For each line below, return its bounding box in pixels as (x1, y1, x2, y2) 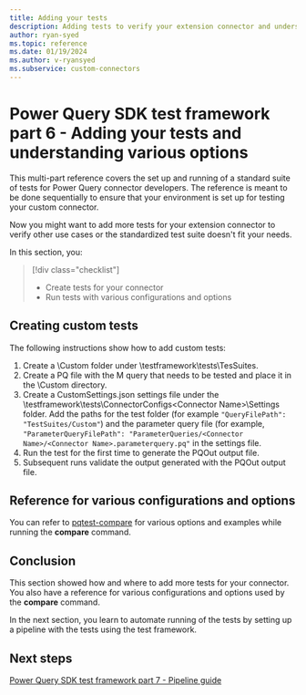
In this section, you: (9, 246, 84, 257)
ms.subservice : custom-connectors (9, 65, 141, 74)
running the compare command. (9, 526, 132, 538)
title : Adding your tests (9, 13, 107, 23)
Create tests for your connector (45, 282, 164, 293)
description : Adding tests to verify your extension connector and (9, 22, 271, 31)
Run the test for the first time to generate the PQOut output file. (22, 447, 260, 458)
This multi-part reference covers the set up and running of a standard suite (9, 172, 291, 183)
